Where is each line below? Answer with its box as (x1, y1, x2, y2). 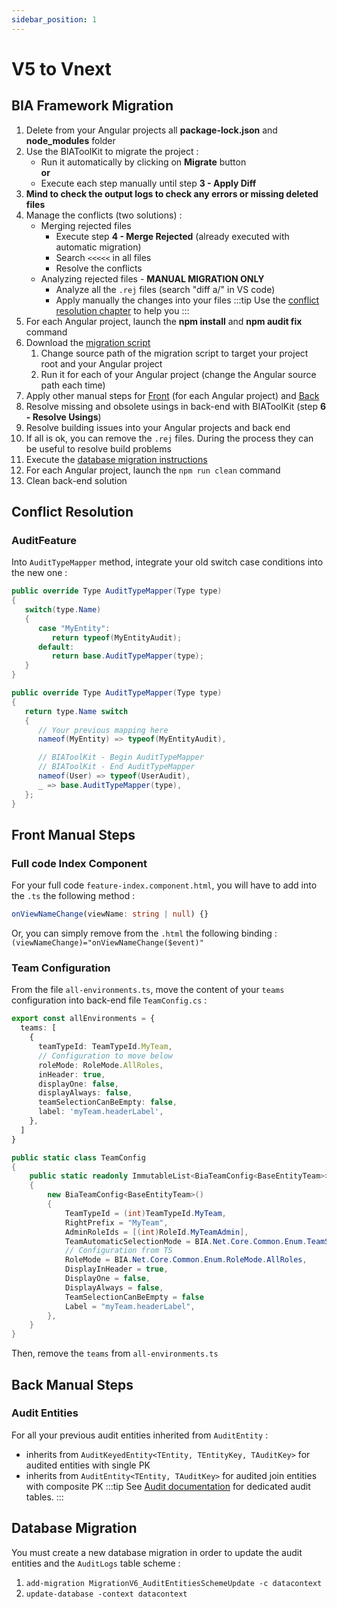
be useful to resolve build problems (25, 442, 172, 455)
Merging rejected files (40, 219, 132, 231)
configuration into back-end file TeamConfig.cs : (11, 994, 208, 1006)
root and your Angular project (40, 357, 163, 370)
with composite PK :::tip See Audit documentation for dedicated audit (25, 1480, 311, 1492)
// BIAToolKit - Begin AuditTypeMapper (37, 752, 204, 763)
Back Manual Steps (11, 1376, 134, 1393)
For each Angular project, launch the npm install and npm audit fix (25, 315, 303, 327)
